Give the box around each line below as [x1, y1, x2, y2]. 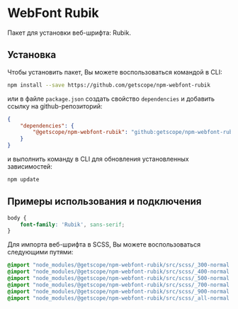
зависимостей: [7, 162, 53, 171]
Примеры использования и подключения [7, 196, 202, 208]
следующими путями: [7, 248, 74, 257]
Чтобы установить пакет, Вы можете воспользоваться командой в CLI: [7, 67, 222, 76]
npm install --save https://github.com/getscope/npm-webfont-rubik [7, 82, 211, 89]
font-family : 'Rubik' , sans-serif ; [20, 221, 125, 228]
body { [7, 214, 27, 221]
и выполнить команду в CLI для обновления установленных [7, 154, 189, 163]
